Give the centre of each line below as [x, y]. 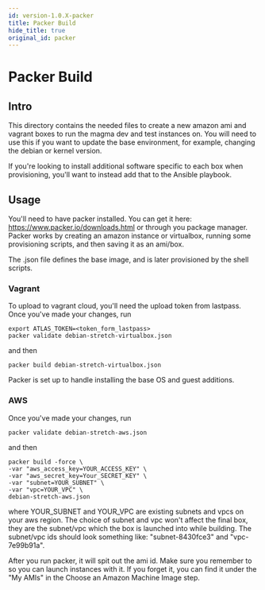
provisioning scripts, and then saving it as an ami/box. [96, 244]
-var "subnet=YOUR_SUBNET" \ [56, 483]
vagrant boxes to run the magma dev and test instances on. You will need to [132, 134]
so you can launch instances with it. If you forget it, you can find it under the [132, 569]
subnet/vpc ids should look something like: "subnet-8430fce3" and [118, 537]
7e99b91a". [27, 545]
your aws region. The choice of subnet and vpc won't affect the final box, [128, 520]
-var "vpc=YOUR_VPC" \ [46, 490]
